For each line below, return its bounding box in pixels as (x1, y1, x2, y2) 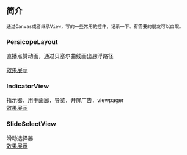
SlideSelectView (6, 120, 56, 128)
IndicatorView (6, 82, 50, 90)
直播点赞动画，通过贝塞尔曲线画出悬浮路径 (6, 52, 114, 60)
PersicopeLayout (6, 37, 58, 46)
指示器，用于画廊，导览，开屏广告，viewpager (6, 96, 124, 104)
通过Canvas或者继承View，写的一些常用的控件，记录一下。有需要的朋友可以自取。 (6, 23, 184, 29)
